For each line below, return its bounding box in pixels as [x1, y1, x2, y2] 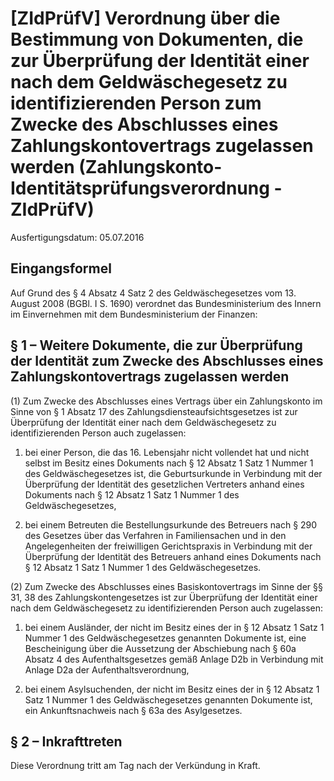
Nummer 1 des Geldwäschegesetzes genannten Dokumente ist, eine [24, 632, 307, 644]
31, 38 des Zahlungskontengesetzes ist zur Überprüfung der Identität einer [10, 591, 318, 603]
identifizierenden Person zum [10, 92, 262, 115]
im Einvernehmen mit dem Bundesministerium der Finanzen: [10, 308, 258, 320]
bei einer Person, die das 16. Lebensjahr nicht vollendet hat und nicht [24, 446, 310, 458]
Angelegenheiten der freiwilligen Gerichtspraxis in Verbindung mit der [24, 540, 313, 552]
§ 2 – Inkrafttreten [10, 733, 123, 750]
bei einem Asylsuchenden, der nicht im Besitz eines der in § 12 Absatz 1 [24, 683, 320, 695]
